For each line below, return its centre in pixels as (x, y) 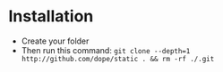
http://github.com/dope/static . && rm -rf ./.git (118, 59)
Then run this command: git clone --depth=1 (106, 50)
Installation (51, 16)
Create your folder (55, 41)
